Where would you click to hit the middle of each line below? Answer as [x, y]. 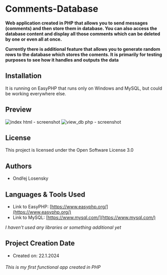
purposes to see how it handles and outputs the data [62, 60]
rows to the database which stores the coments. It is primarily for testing [84, 54]
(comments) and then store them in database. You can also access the [81, 28]
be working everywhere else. [36, 93]
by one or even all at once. [34, 39]
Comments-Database [52, 9]
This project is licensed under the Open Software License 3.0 [69, 150]
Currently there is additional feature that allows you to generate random [83, 49]
